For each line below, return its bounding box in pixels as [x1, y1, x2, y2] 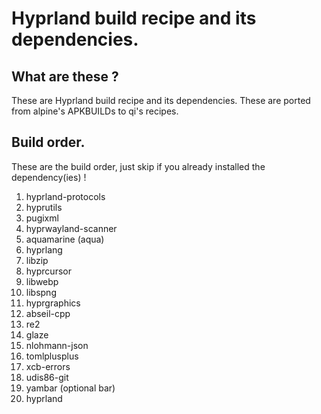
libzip [25, 254, 49, 266]
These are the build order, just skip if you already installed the [11, 160, 266, 172]
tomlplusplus [25, 350, 79, 362]
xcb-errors [25, 360, 71, 372]
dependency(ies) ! [11, 171, 87, 183]
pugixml [25, 212, 59, 224]
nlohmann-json [25, 339, 89, 351]
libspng [25, 286, 57, 298]
